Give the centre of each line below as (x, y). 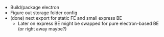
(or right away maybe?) (42, 29)
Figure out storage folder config (44, 13)
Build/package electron (35, 7)
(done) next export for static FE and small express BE (66, 18)
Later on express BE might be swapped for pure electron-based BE (88, 23)
